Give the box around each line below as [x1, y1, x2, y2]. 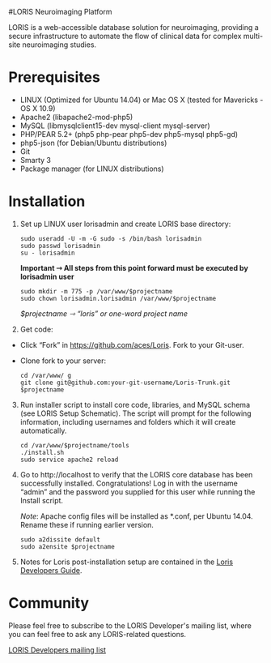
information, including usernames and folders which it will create [19, 417, 236, 426]
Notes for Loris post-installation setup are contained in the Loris [19, 557, 233, 567]
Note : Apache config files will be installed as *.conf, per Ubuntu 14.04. [19, 511, 253, 521]
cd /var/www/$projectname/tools [19, 441, 129, 449]
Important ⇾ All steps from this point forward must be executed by [19, 263, 248, 272]
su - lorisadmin [19, 249, 75, 257]
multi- [243, 32, 264, 41]
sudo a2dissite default [19, 535, 101, 544]
